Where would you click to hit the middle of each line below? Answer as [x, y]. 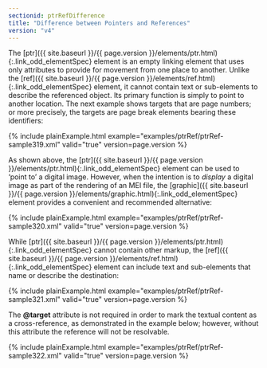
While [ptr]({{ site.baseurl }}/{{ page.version [80, 242]
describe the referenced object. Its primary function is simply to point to [126, 96]
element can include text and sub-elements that [172, 267]
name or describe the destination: [64, 276]
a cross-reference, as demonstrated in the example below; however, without [133, 323]
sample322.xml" [35, 356]
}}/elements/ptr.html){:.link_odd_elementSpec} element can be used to [124, 169]
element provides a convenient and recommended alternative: [110, 202]
